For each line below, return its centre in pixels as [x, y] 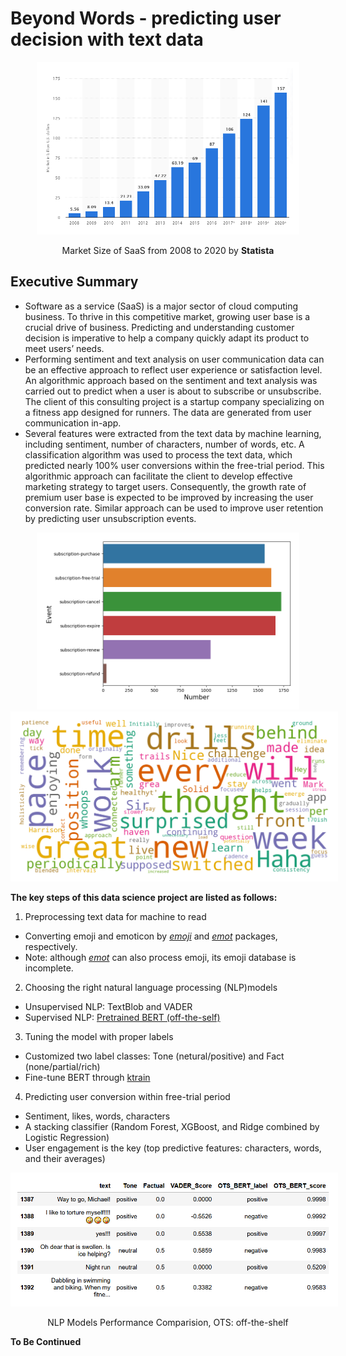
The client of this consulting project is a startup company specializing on [174, 401]
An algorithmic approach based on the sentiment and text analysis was [171, 380]
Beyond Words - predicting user [146, 18]
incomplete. [49, 968]
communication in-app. [73, 423]
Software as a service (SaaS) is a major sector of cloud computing [161, 306]
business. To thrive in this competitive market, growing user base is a [167, 316]
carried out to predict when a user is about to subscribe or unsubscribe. [173, 391]
